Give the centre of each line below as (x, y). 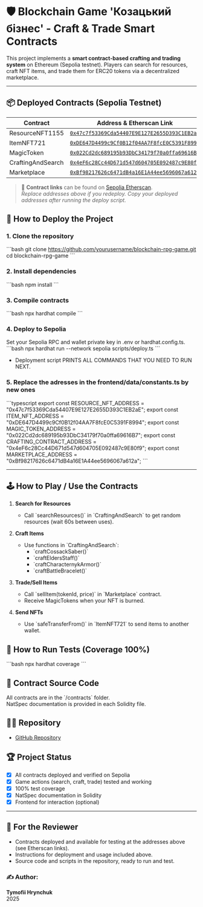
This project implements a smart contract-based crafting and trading (94, 58)
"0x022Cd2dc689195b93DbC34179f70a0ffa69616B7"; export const (91, 435)
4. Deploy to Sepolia (36, 329)
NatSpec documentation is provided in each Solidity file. (76, 704)
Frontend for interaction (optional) (57, 802)
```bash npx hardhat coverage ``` (46, 664)
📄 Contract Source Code (53, 683)
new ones (21, 390)
